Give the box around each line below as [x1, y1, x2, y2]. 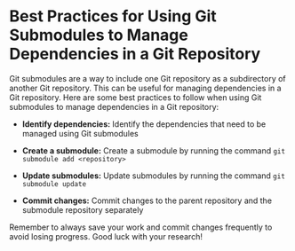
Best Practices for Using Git [9, 6, 218, 27]
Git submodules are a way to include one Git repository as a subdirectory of [9, 73, 286, 83]
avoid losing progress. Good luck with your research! [9, 231, 203, 241]
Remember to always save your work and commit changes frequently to [9, 222, 273, 232]
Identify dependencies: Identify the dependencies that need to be [21, 118, 267, 129]
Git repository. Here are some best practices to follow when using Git [9, 91, 262, 103]
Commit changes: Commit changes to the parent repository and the [21, 195, 273, 206]
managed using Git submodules [21, 128, 140, 138]
